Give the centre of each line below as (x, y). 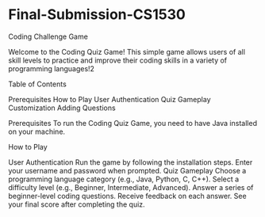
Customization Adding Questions (62, 108)
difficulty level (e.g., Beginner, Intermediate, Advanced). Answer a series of (131, 187)
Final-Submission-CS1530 (97, 15)
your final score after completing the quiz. (77, 204)
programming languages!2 (52, 68)
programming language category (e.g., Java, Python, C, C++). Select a (124, 179)
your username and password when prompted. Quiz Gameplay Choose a (127, 170)
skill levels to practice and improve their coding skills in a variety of (118, 60)
